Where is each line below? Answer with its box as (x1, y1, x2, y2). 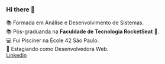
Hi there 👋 (6, 5, 35, 14)
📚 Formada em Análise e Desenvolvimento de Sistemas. (6, 19, 144, 26)
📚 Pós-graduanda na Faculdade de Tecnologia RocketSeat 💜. (6, 28, 160, 35)
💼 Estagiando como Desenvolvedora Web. (6, 46, 109, 53)
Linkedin (6, 52, 27, 59)
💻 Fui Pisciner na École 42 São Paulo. (6, 37, 99, 44)
